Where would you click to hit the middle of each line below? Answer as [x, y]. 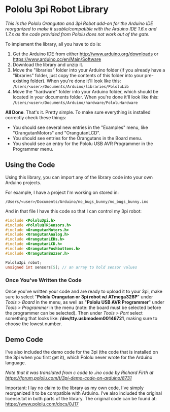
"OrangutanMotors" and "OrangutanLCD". [56, 132]
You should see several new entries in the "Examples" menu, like [80, 127]
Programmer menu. [33, 149]
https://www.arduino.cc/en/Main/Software [57, 59]
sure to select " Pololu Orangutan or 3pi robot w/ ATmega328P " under [79, 297]
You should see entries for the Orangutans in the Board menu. [77, 138]
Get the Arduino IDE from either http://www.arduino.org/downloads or [86, 54]
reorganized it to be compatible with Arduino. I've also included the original [84, 393]
